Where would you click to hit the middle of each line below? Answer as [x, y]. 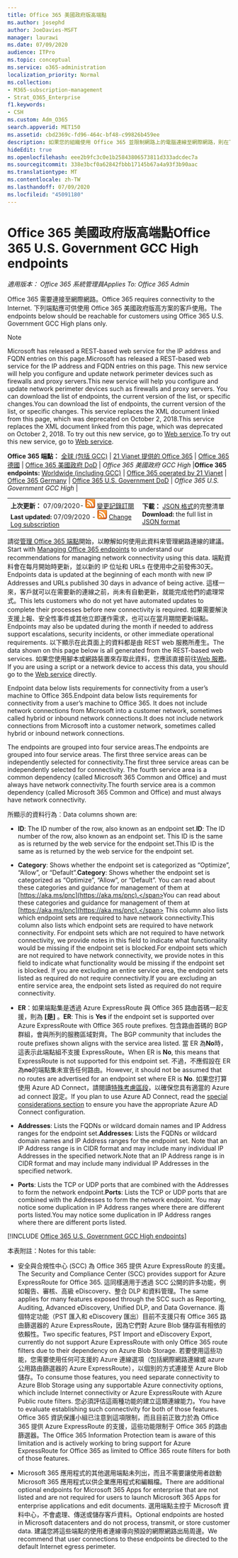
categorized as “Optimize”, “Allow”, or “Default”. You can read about [117, 880]
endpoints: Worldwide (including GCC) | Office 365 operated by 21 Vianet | [117, 473]
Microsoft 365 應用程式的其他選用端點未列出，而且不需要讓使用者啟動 [119, 1473]
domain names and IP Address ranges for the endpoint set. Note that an [123, 1140]
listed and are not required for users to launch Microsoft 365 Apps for [119, 1497]
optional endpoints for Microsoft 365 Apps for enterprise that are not [118, 1489]
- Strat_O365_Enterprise [44, 97]
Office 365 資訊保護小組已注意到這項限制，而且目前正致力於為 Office [118, 1417]
